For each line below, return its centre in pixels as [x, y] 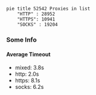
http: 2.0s [27, 74]
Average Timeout [28, 54]
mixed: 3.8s [29, 68]
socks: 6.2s [29, 87]
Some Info [22, 39]
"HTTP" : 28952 [36, 14]
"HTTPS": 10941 [36, 19]
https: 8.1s [27, 80]
